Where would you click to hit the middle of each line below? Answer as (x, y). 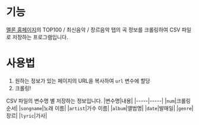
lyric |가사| (34, 116)
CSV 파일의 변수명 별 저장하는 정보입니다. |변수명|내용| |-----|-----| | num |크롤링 (99, 101)
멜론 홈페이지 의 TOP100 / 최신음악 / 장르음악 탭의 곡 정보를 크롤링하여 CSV (93, 30)
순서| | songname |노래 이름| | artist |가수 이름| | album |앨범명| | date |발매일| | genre (99, 108)
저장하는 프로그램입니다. (40, 37)
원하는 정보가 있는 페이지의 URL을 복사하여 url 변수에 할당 (82, 81)
